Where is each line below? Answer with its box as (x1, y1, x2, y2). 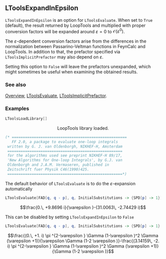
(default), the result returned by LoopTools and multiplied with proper (5, 22, 146, 28)
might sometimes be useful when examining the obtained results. (5, 69, 138, 75)
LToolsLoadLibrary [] (5, 116, 48, 121)
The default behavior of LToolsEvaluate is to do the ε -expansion (5, 180, 136, 186)
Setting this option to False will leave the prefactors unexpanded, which (5, 64, 151, 70)
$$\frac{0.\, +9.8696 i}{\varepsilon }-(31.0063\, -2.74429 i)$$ (20, 204, 146, 210)
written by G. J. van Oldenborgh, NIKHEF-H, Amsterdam (7, 144, 123, 149)
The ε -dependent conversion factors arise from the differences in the (5, 38, 147, 44)
